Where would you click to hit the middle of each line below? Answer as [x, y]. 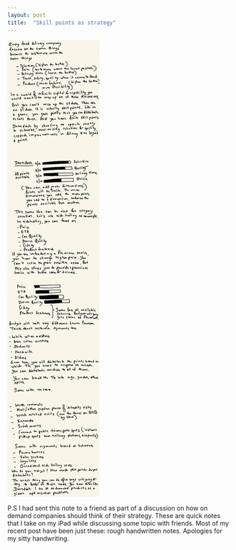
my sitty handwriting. [38, 538]
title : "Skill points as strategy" [62, 22]
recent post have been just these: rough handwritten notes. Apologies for [115, 531]
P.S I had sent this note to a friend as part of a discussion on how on [108, 508]
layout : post [27, 15]
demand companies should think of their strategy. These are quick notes [114, 515]
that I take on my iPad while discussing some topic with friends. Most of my [118, 523]
